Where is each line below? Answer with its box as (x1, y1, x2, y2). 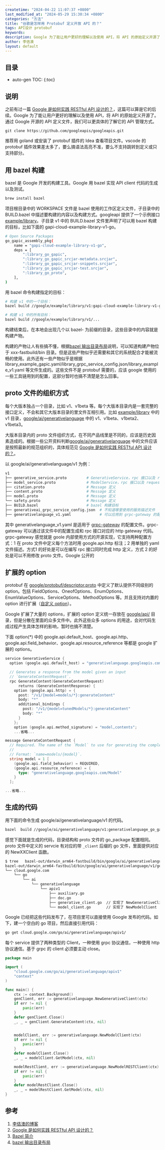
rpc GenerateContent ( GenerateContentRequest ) (9, 679, 105, 683)
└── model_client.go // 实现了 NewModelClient (49, 904, 157, 910)
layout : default (5, 44, 38, 49)
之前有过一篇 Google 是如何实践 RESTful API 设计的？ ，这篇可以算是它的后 (5, 107, 156, 112)
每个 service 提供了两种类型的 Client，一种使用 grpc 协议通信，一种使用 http (5, 940, 160, 946)
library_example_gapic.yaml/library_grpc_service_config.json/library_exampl (5, 361, 159, 367)
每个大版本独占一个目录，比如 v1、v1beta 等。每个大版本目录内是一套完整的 (5, 403, 159, 409)
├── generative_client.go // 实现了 (49, 900, 124, 905)
